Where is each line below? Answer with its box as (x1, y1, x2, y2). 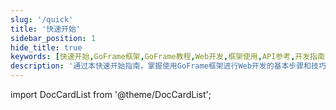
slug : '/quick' (10, 14, 74, 25)
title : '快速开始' (10, 24, 82, 34)
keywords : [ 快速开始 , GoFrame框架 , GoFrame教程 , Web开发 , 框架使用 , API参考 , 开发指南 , (10, 52, 330, 62)
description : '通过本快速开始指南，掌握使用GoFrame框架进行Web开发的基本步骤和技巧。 (10, 61, 334, 71)
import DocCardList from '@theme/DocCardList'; (10, 89, 212, 100)
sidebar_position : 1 (10, 33, 97, 43)
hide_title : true (10, 42, 83, 53)
